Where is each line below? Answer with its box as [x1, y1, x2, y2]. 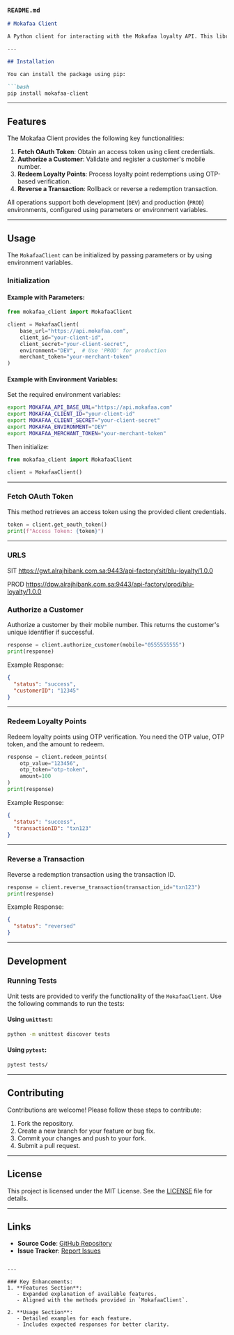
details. [7, 1194, 29, 1202]
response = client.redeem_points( [7, 753, 108, 760]
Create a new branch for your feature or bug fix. [17, 1126, 155, 1135]
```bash [7, 83, 30, 90]
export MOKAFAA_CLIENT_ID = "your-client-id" [7, 411, 136, 418]
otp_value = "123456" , [19, 760, 79, 767]
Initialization [7, 276, 50, 285]
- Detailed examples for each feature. [16, 1315, 132, 1322]
